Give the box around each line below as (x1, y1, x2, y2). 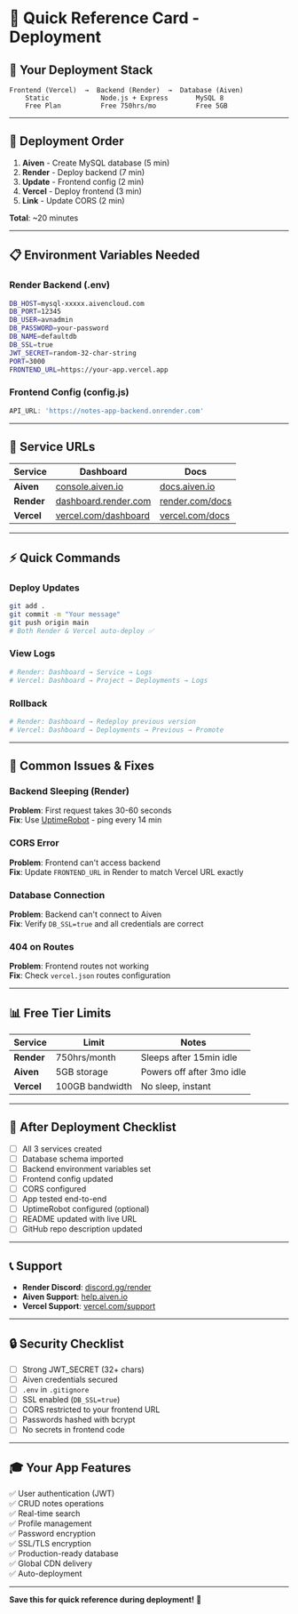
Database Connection (9, 888, 106, 901)
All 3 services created (21, 1143, 102, 1154)
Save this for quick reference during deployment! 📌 (9, 1594, 202, 1605)
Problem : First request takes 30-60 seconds (9, 805, 172, 816)
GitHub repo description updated (21, 1224, 144, 1234)
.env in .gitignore (21, 1385, 90, 1395)
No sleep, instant (140, 1080, 211, 1093)
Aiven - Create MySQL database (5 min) (21, 157, 170, 168)
